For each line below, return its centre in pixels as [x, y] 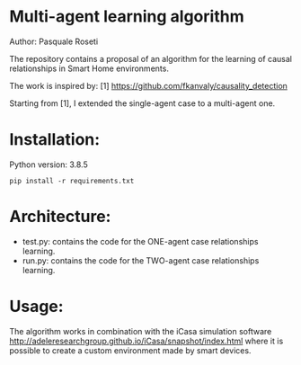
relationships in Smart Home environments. [89, 68]
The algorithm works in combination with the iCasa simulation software [141, 331]
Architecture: [60, 217]
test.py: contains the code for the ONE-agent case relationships [140, 241]
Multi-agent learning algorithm [127, 17]
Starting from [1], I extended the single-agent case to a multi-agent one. [142, 103]
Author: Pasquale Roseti [54, 41]
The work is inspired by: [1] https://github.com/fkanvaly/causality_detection [148, 85]
